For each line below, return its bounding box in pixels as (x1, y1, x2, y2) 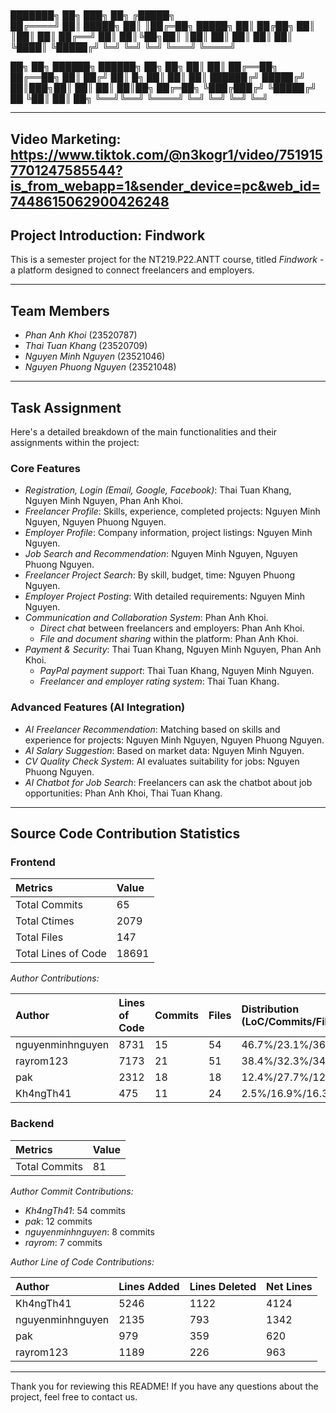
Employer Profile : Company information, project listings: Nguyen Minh (24, 527, 313, 539)
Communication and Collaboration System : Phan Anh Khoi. (24, 612, 269, 624)
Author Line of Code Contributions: (10, 1255, 155, 1268)
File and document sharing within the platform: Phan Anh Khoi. (39, 633, 299, 645)
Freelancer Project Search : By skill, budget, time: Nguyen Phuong (24, 569, 296, 581)
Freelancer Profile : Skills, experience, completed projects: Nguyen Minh (24, 505, 321, 518)
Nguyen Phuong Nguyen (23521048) (24, 361, 177, 373)
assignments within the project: (10, 437, 140, 449)
